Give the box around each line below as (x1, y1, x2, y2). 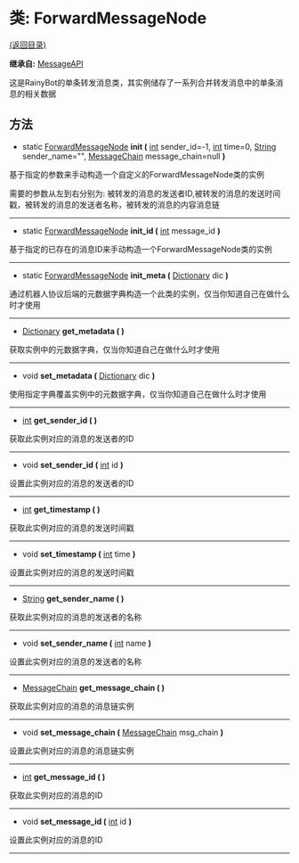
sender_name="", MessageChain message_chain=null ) (21, 151, 226, 161)
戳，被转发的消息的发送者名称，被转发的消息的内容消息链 (9, 199, 220, 210)
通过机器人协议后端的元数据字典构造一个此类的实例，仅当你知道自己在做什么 (9, 288, 290, 299)
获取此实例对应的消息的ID (9, 790, 103, 801)
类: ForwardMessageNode (9, 8, 207, 29)
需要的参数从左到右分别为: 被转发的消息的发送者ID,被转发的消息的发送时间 (9, 188, 281, 199)
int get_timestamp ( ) (21, 504, 101, 514)
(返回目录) (9, 39, 47, 50)
